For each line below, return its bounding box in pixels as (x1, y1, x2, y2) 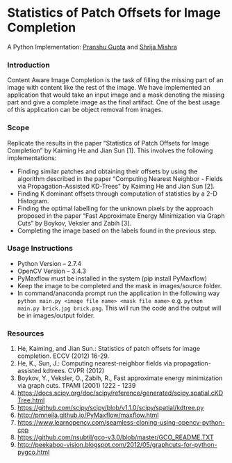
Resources (7, 329, 44, 338)
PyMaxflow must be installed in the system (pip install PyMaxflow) (17, 274, 207, 283)
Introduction (7, 60, 50, 70)
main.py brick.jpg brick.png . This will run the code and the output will (17, 304, 222, 312)
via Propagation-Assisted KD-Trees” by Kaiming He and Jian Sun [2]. (17, 182, 215, 190)
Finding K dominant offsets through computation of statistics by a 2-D (17, 189, 217, 198)
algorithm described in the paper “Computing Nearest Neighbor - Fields (17, 174, 224, 182)
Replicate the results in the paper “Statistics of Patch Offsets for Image (7, 139, 210, 147)
